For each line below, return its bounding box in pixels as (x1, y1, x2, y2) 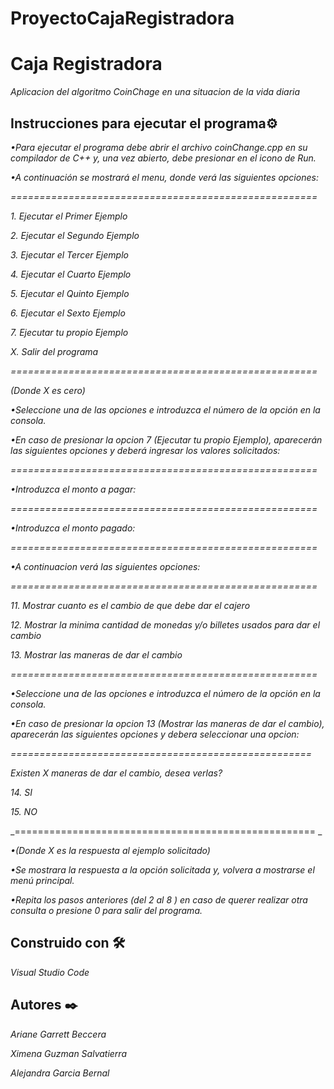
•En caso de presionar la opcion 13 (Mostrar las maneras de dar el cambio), (10, 717, 325, 729)
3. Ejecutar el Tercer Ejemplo (10, 248, 129, 261)
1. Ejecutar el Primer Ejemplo (10, 210, 128, 222)
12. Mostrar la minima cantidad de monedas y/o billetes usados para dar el (10, 618, 321, 631)
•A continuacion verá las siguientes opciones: (10, 560, 201, 572)
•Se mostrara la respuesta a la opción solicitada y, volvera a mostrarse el (10, 863, 315, 876)
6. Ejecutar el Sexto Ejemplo (10, 307, 126, 319)
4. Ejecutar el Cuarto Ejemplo (10, 268, 132, 280)
